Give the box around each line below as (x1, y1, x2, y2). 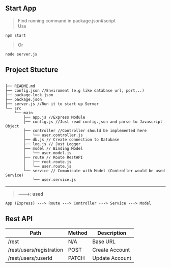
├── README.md (5, 84, 36, 89)
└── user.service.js (32, 177, 76, 182)
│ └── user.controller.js (23, 132, 83, 138)
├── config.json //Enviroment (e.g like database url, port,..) (5, 88, 145, 93)
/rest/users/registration (8, 247, 64, 254)
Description (97, 229, 126, 236)
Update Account (92, 255, 131, 262)
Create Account (92, 247, 130, 254)
